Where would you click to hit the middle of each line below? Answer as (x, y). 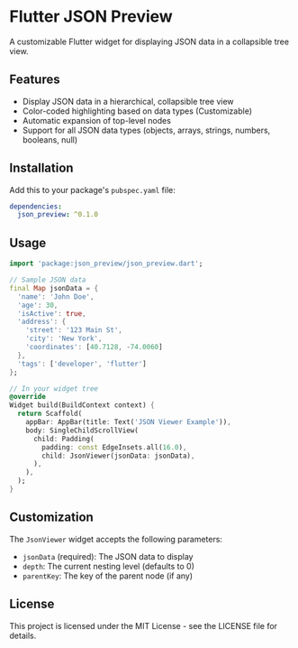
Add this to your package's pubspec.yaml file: (92, 190)
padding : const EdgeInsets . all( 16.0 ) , (114, 447)
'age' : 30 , (38, 305)
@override (28, 397)
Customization (52, 518)
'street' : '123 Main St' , (74, 330)
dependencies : (36, 206)
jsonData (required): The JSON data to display (108, 556)
